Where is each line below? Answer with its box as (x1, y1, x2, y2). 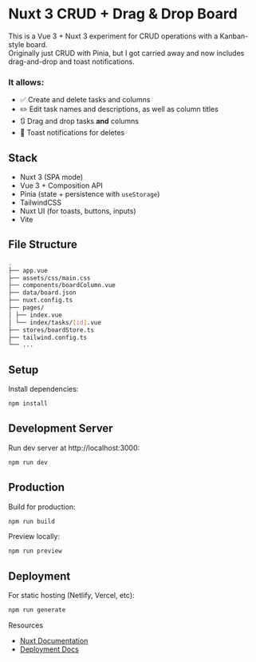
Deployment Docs (19, 644, 80, 654)
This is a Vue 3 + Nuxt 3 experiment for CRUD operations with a (8, 31, 219, 41)
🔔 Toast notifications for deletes (19, 128, 125, 138)
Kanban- (219, 31, 249, 41)
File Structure (8, 237, 77, 252)
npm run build (8, 517, 56, 525)
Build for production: (8, 501, 76, 512)
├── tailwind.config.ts (8, 333, 88, 341)
